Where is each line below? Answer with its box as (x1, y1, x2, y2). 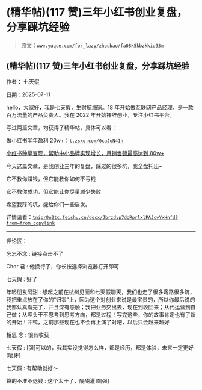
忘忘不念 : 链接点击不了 (6, 250, 64, 257)
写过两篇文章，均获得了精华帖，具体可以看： (6, 124, 117, 131)
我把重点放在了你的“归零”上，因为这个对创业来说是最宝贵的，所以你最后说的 (6, 296, 195, 303)
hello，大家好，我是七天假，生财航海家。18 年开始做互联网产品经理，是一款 (6, 104, 194, 111)
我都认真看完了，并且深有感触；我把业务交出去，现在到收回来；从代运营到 (6, 303, 191, 311)
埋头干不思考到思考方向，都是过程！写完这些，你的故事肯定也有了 (26, 311, 191, 318)
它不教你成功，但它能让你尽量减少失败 (6, 188, 101, 195)
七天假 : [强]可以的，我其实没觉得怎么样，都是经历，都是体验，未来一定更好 (6, 344, 194, 351)
